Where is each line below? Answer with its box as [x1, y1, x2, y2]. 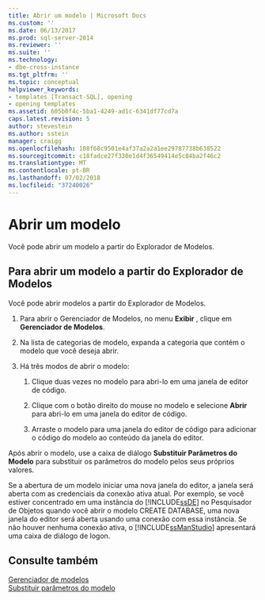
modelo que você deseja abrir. [19, 346, 119, 356]
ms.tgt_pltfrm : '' [8, 71, 69, 79]
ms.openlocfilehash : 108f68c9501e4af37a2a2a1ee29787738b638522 [8, 144, 221, 152]
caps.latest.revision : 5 [8, 115, 90, 123]
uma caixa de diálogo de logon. [8, 531, 111, 540]
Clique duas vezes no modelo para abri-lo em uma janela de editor [31, 376, 249, 386]
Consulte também [8, 553, 99, 567]
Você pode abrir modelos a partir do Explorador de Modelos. [8, 298, 206, 308]
